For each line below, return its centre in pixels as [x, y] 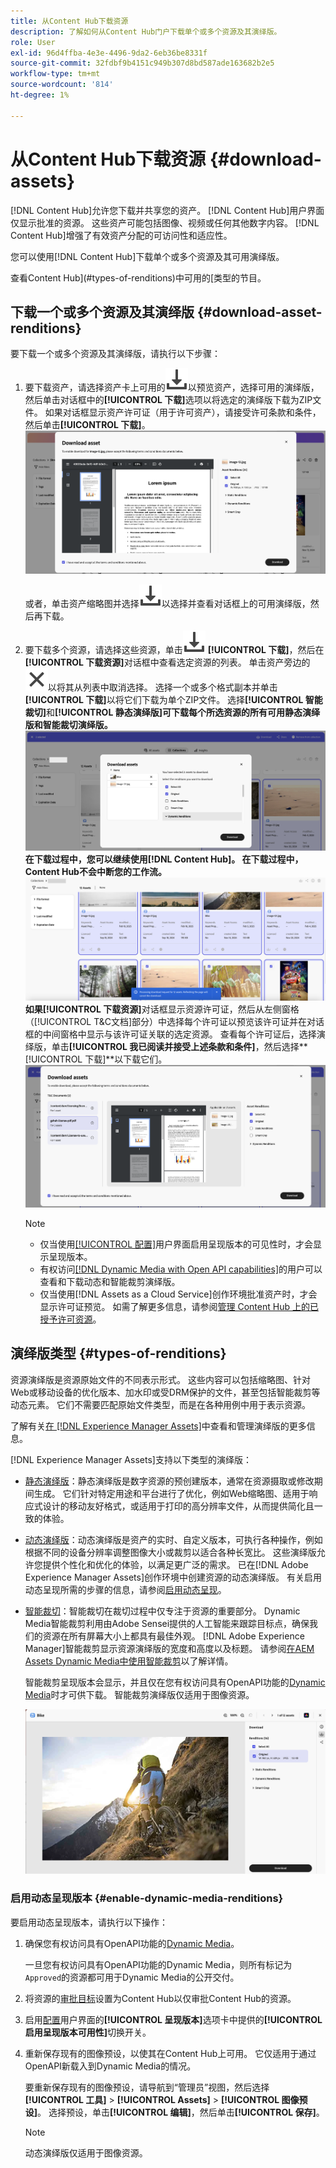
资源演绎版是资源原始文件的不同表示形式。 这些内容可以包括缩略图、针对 [160, 1379]
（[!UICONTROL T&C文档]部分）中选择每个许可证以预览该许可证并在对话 [174, 1022]
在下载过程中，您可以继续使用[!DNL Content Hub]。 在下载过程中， [164, 859]
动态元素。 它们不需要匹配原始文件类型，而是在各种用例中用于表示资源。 [160, 1404]
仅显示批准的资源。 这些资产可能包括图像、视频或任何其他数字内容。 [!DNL [165, 222]
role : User [33, 42]
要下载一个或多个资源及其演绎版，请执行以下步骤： [115, 354]
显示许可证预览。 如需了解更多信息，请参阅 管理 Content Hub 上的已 [179, 1306]
